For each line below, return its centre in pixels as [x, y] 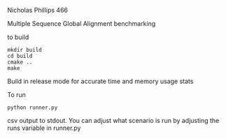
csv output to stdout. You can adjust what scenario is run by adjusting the [113, 120]
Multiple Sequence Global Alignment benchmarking [82, 23]
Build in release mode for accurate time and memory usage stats [100, 81]
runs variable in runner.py [44, 128]
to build [18, 37]
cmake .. [20, 62]
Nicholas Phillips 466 [38, 10]
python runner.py [33, 108]
